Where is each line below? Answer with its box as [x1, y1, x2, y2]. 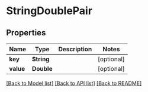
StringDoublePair [6, 4, 93, 18]
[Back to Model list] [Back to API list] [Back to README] [6, 80, 142, 87]
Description [58, 45, 92, 53]
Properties [6, 28, 46, 38]
